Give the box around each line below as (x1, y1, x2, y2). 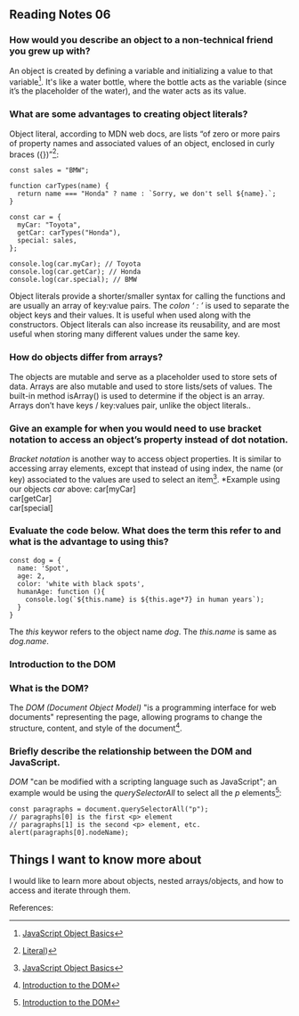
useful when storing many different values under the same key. (9, 329, 240, 340)
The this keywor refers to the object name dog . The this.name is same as (9, 626, 278, 637)
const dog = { (9, 556, 62, 565)
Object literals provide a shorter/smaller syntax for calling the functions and (9, 291, 287, 301)
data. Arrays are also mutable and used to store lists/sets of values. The (9, 381, 273, 392)
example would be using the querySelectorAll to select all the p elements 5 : (9, 786, 282, 797)
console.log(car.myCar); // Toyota (9, 260, 141, 268)
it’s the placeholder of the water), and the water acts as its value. (9, 86, 246, 96)
